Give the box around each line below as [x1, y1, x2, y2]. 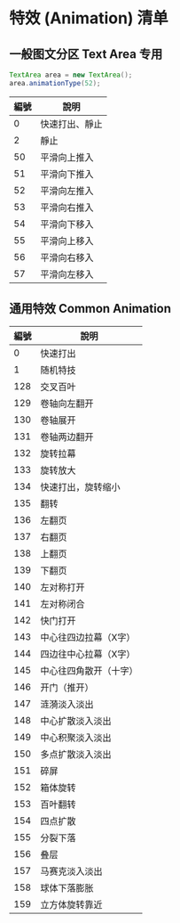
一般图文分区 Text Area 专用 [9, 46, 163, 61]
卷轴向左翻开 [40, 397, 95, 410]
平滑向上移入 [40, 234, 95, 247]
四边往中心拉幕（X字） [40, 648, 136, 660]
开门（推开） [40, 681, 95, 693]
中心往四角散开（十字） [40, 665, 139, 677]
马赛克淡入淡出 [40, 865, 104, 878]
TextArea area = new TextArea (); [9, 70, 133, 79]
